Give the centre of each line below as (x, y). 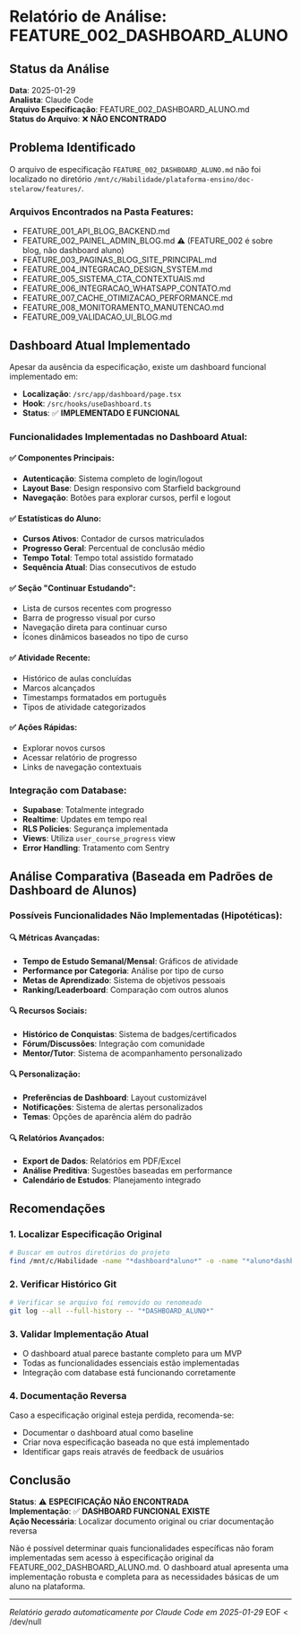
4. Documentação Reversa (68, 1395)
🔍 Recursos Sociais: (48, 1011)
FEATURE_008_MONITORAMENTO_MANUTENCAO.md (123, 308)
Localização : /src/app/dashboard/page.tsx (102, 393)
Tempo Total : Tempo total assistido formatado (108, 558)
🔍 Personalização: (45, 1074)
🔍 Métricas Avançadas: (55, 938)
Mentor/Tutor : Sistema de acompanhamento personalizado (132, 1053)
